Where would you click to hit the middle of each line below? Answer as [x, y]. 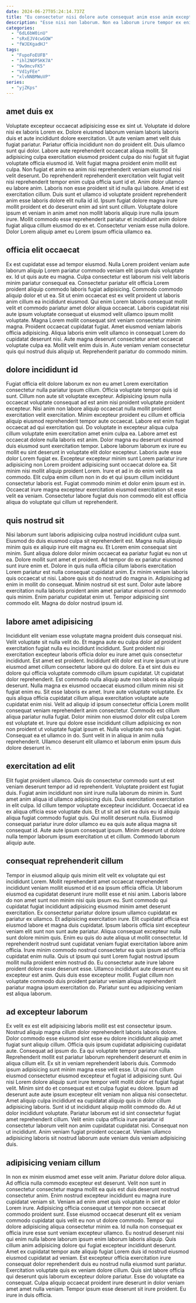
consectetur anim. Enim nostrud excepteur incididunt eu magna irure [88, 1196]
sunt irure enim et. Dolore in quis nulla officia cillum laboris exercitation [91, 566]
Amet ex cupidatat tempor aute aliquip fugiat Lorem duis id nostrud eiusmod [97, 1251]
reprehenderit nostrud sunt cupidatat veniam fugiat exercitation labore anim [97, 944]
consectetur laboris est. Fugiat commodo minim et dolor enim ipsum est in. [96, 484]
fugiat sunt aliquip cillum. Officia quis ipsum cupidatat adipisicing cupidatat [96, 1045]
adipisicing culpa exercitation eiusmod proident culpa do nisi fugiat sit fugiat [98, 157]
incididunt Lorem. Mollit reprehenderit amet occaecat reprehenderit [87, 881]
